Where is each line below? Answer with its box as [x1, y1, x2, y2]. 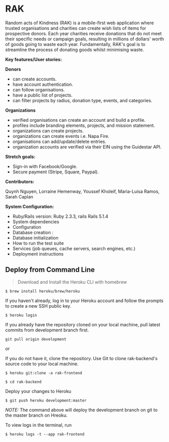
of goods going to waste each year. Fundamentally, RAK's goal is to [5, 41, 145, 47]
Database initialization [12, 234, 59, 240]
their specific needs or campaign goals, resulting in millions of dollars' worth [5, 36, 164, 42]
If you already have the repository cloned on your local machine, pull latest [5, 321, 160, 327]
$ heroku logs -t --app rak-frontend [5, 431, 85, 437]
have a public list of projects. [12, 92, 73, 98]
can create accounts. [12, 76, 57, 82]
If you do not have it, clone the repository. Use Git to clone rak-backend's [5, 355, 158, 361]
